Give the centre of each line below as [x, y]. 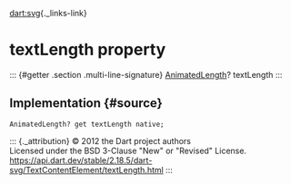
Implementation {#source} [86, 103]
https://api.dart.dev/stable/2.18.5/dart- [81, 160]
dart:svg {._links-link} [49, 13]
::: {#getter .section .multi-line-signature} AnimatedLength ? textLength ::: [146, 74]
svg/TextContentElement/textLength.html [86, 169]
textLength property [88, 50]
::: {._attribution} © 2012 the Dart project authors [100, 140]
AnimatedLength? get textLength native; [87, 124]
